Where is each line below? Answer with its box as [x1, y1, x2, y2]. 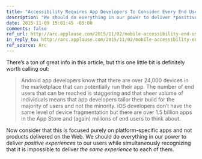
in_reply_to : [6, 37, 39, 43]
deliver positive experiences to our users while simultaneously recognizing [6, 139, 191, 146]
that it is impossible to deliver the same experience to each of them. [6, 145, 174, 153]
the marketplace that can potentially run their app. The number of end [20, 83, 194, 90]
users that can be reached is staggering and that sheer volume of [20, 89, 183, 97]
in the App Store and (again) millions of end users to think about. [20, 115, 182, 122]
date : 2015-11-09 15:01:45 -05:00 [6, 20, 93, 26]
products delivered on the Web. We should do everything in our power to [6, 133, 187, 140]
